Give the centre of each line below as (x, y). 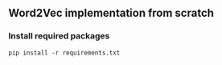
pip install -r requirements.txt (64, 53)
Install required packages (59, 36)
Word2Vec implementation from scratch (111, 13)
